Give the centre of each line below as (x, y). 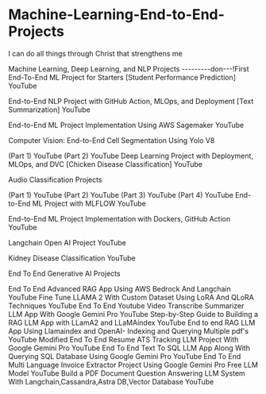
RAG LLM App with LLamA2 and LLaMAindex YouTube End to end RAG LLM (132, 323)
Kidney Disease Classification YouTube (72, 258)
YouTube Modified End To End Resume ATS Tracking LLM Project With (123, 339)
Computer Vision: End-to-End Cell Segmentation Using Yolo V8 (112, 140)
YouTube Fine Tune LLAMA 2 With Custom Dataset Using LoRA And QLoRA (131, 297)
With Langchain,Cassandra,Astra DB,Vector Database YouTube (111, 381)
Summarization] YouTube (50, 110)
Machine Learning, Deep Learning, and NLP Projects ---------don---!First (129, 68)
